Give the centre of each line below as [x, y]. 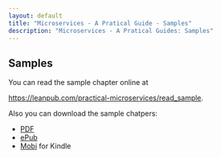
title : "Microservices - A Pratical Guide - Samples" [100, 23]
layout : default [35, 16]
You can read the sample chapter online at [78, 83]
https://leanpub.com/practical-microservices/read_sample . [106, 98]
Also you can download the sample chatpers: [83, 114]
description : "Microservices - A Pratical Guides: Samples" [111, 30]
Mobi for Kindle [45, 146]
